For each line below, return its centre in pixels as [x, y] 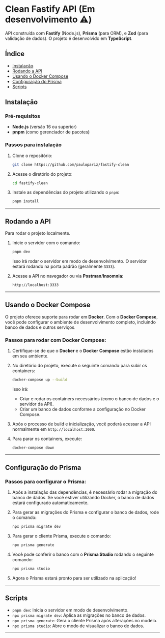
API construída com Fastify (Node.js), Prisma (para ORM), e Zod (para [77, 33]
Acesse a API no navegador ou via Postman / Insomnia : [68, 276]
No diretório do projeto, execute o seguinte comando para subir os [80, 366]
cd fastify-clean [30, 183]
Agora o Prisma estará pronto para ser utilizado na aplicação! [74, 578]
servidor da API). [37, 404]
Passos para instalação [33, 145]
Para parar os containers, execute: [47, 439]
